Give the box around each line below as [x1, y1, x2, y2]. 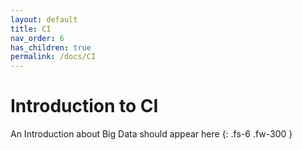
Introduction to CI [10, 95, 159, 118]
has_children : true [10, 42, 92, 53]
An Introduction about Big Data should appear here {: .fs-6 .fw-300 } [10, 128, 293, 140]
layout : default [10, 14, 78, 25]
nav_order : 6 [10, 33, 65, 43]
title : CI [10, 24, 52, 34]
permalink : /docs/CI [10, 52, 97, 62]
